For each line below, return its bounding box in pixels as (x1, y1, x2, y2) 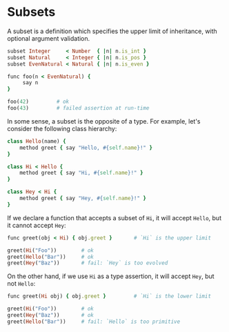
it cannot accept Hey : (7, 221, 66, 229)
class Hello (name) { (7, 137, 67, 145)
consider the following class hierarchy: (7, 124, 117, 133)
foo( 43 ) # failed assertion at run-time (7, 105, 150, 112)
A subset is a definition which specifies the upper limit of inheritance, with (7, 27, 217, 35)
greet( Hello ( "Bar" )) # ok (7, 253, 94, 260)
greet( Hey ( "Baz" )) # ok (7, 312, 94, 319)
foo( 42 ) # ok (7, 98, 70, 106)
